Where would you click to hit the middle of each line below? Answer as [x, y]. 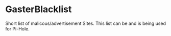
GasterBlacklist [39, 9]
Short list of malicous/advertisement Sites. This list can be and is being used [86, 23]
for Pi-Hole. [17, 28]
